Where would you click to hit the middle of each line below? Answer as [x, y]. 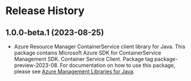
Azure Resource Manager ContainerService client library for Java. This [100, 46]
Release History [45, 11]
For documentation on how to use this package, [118, 65]
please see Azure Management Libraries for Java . [74, 71]
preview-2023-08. [36, 65]
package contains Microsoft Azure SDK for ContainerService [88, 53]
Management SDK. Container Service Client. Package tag [83, 59]
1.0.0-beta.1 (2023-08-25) [55, 33]
